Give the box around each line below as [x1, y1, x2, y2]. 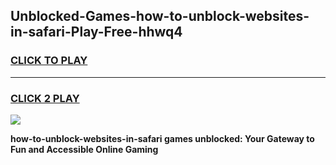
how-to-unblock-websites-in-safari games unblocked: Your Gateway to [10, 132, 315, 144]
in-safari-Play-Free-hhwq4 [10, 24, 183, 41]
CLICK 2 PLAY [10, 91, 80, 105]
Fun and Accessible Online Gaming [10, 143, 159, 155]
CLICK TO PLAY [10, 54, 88, 68]
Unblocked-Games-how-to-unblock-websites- [10, 8, 310, 25]
